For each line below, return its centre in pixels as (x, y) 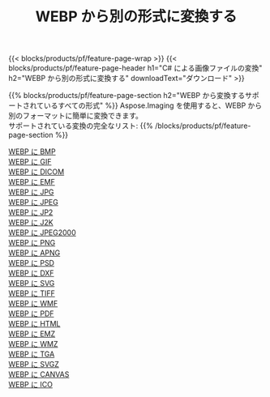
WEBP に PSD (32, 263)
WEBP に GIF (30, 162)
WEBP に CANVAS (39, 374)
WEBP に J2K (31, 223)
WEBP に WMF (33, 304)
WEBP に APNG (34, 253)
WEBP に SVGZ (34, 365)
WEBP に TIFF (32, 293)
